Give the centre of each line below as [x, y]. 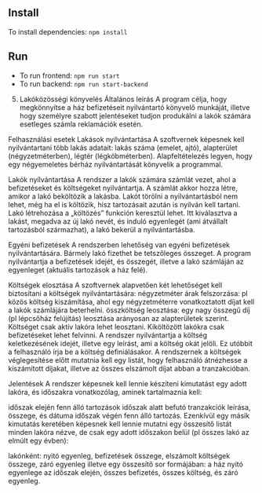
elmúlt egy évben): [38, 440]
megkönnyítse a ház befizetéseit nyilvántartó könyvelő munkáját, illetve [135, 107]
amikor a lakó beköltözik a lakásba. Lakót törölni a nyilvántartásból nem [123, 196]
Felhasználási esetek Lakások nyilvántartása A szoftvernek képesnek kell [126, 139]
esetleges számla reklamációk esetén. [81, 124]
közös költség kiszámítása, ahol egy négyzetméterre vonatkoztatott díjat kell [131, 301]
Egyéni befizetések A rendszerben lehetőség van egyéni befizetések [119, 245]
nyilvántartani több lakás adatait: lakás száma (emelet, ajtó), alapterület [123, 148]
